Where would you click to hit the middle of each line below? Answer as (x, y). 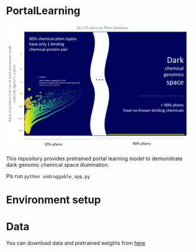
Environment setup (53, 200)
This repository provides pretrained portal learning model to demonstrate (94, 159)
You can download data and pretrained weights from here (76, 243)
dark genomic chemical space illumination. (58, 165)
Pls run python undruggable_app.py (48, 176)
